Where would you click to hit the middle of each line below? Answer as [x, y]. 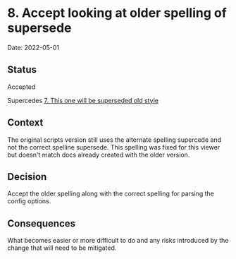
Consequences [42, 223]
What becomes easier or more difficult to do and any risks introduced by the [118, 241]
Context [25, 122]
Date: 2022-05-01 [33, 47]
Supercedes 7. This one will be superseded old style [83, 100]
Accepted [21, 87]
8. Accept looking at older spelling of [117, 13]
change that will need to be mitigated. [62, 248]
